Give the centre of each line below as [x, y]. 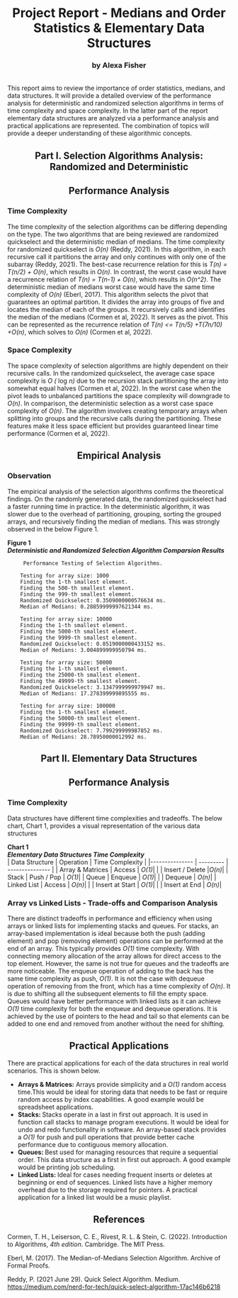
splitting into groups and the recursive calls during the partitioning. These [114, 418]
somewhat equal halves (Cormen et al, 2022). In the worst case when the [114, 388]
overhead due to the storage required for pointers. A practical [107, 1190]
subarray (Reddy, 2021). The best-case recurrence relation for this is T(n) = [118, 264]
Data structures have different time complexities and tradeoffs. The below [115, 818]
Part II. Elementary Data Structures [119, 758]
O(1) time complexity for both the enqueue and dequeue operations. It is [113, 1008]
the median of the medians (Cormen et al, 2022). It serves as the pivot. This [118, 317]
